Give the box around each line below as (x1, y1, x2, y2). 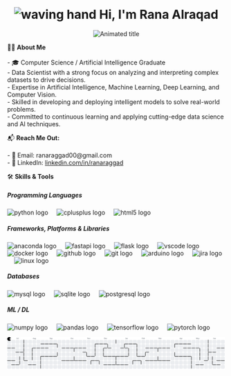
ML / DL (7, 305, 30, 314)
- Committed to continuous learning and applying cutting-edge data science (7, 112, 225, 121)
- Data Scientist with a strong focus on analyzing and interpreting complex (7, 68, 219, 76)
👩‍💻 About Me (7, 43, 46, 51)
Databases (7, 272, 40, 280)
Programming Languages (7, 191, 83, 199)
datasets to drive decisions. (7, 76, 86, 84)
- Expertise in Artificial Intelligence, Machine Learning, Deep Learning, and (7, 83, 220, 91)
